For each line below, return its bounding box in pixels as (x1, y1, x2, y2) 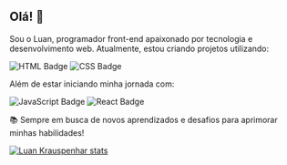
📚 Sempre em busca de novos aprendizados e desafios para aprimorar (9, 114, 278, 125)
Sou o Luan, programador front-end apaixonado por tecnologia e (9, 33, 253, 44)
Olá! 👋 (9, 9, 44, 25)
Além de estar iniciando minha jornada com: (9, 78, 175, 89)
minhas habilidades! (9, 127, 85, 138)
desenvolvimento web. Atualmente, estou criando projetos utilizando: (9, 43, 270, 54)
